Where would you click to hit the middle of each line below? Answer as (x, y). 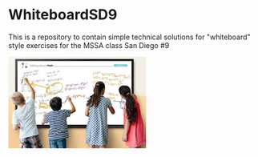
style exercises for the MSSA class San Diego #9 (89, 45)
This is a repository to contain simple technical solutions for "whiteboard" (129, 37)
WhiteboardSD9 (63, 15)
